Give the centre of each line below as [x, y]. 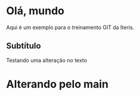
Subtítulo [24, 46]
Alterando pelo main [57, 84]
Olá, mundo [35, 11]
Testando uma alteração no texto [47, 60]
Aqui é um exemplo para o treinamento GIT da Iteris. [70, 27]
